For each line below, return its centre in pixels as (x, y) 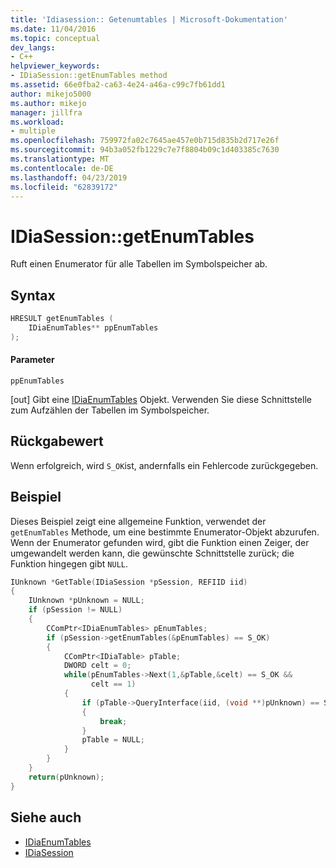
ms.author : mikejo (48, 103)
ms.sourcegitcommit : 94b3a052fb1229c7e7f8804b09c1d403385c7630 (145, 150)
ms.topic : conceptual (55, 38)
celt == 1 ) (113, 684)
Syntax (33, 295)
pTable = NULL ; (113, 740)
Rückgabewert (57, 441)
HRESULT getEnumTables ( (62, 319)
